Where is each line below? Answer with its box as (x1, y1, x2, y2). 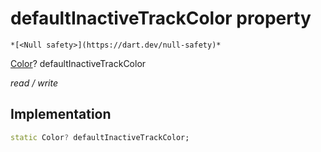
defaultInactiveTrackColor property (10, 7, 312, 30)
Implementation (10, 106, 112, 123)
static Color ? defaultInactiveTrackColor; (10, 132, 190, 142)
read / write (10, 77, 58, 89)
